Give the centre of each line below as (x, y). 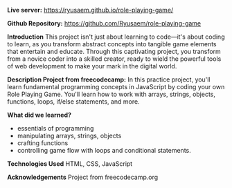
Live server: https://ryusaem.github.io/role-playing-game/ (90, 10)
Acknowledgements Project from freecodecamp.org (83, 177)
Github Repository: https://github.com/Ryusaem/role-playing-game (104, 23)
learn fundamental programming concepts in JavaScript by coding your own (116, 87)
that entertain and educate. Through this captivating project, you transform (114, 51)
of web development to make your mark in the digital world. (92, 66)
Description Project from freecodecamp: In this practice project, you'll (109, 79)
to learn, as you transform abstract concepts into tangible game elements (112, 44)
